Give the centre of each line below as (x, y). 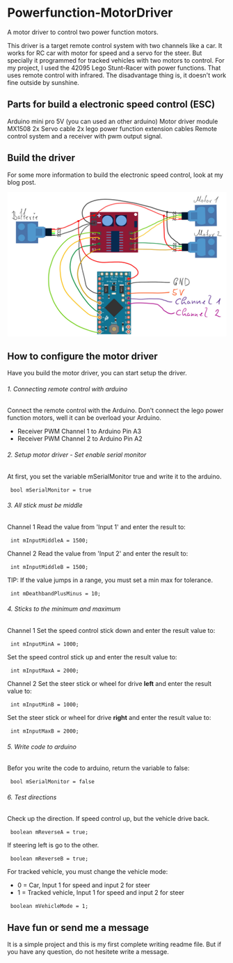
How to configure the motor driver (82, 356)
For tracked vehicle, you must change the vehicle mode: (88, 872)
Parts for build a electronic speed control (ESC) (111, 105)
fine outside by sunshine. (43, 82)
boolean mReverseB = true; (49, 859)
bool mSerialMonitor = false (53, 782)
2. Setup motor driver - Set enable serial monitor (77, 455)
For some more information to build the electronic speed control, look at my (115, 175)
